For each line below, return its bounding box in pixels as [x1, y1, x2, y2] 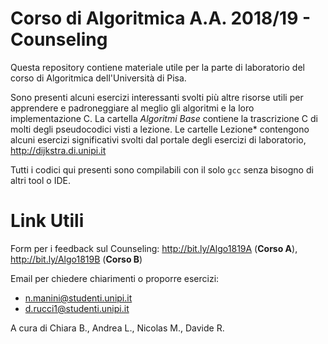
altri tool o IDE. [10, 174, 71, 186]
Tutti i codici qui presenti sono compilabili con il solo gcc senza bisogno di [10, 163, 314, 176]
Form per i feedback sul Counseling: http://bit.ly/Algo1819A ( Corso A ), [10, 242, 298, 254]
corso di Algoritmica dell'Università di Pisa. [10, 72, 187, 84]
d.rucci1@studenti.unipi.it [24, 302, 130, 314]
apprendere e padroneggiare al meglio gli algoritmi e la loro [10, 102, 255, 114]
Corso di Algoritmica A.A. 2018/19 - [10, 7, 312, 30]
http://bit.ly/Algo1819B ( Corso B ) [10, 253, 143, 265]
